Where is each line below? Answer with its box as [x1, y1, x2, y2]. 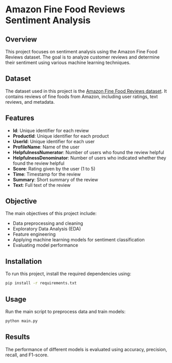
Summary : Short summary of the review [12, 176, 99, 183]
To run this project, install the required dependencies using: [5, 271, 131, 277]
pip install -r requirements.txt [5, 281, 77, 286]
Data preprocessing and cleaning [12, 220, 83, 226]
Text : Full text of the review [12, 182, 71, 188]
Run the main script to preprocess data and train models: [5, 308, 126, 314]
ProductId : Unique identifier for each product [12, 132, 109, 139]
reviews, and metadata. [5, 99, 55, 105]
